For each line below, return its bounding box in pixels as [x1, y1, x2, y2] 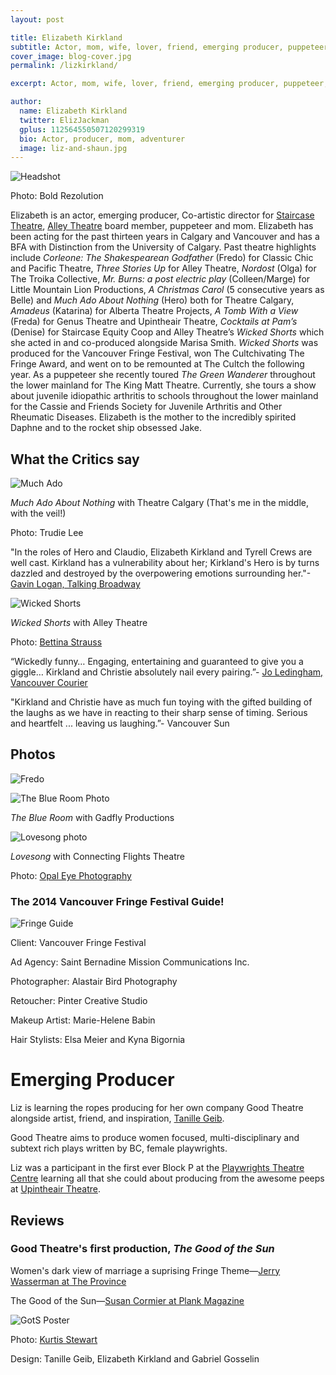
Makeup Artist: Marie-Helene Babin [10, 1014, 156, 1026]
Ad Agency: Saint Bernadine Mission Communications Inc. [10, 956, 250, 968]
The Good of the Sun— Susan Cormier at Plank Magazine [10, 1294, 245, 1306]
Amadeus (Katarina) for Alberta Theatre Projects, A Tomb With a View [10, 305, 299, 317]
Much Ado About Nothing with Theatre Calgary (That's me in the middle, [10, 497, 309, 509]
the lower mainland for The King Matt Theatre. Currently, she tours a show [10, 379, 317, 391]
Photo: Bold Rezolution [10, 190, 104, 202]
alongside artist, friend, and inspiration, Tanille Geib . [10, 1112, 225, 1125]
